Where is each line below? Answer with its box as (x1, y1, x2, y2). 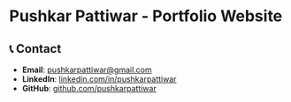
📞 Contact (9, 41, 62, 56)
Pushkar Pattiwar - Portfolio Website (9, 6, 283, 26)
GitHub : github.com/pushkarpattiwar (21, 84, 157, 93)
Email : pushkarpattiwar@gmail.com (21, 64, 152, 75)
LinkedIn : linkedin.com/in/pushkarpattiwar (21, 74, 177, 84)
